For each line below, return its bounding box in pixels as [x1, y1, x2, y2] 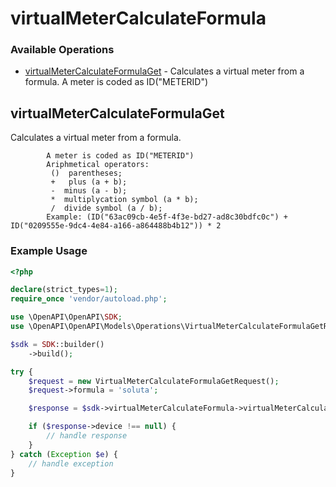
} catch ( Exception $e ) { [10, 449, 118, 459]
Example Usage [10, 244, 88, 258]
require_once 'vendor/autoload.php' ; [10, 294, 168, 304]
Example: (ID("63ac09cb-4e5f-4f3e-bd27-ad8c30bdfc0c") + [46, 212, 288, 222]
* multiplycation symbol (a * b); [50, 195, 199, 205]
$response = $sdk [28, 403, 101, 414]
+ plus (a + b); [50, 177, 128, 187]
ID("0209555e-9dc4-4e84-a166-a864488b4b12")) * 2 [10, 221, 222, 231]
